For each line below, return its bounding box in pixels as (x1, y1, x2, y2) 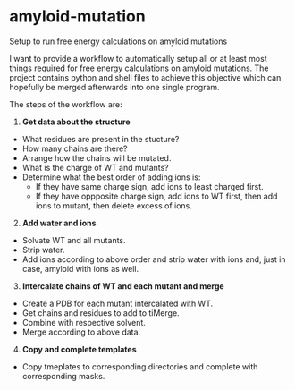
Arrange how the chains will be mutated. (21, 152, 172, 163)
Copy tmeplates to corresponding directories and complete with (21, 360, 258, 372)
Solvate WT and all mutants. (21, 234, 127, 245)
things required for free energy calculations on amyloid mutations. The (9, 63, 270, 73)
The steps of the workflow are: (9, 98, 122, 109)
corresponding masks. (21, 370, 105, 381)
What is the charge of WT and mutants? (21, 162, 170, 173)
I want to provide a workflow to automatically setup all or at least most (9, 53, 267, 64)
